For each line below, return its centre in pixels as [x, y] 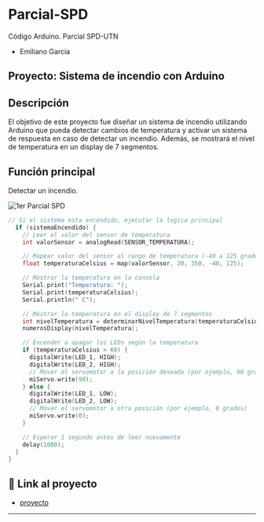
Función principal [52, 172]
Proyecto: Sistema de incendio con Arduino [117, 76]
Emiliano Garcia [45, 51]
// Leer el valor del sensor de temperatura [96, 235]
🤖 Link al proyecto [53, 484]
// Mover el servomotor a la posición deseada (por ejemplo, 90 [136, 372]
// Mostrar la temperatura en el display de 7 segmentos [117, 314]
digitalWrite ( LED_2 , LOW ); [73, 401]
